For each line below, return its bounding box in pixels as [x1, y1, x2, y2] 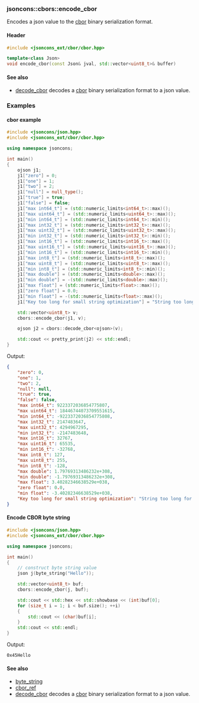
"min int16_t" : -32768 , [17, 447, 76, 453]
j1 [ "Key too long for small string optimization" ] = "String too [17, 299, 182, 305]
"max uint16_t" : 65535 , [17, 441, 76, 447]
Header [6, 31, 25, 38]
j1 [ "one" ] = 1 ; [17, 178, 55, 184]
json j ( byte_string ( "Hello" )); [17, 571, 94, 577]
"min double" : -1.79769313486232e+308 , [17, 474, 116, 480]
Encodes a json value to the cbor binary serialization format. [6, 18, 153, 25]
